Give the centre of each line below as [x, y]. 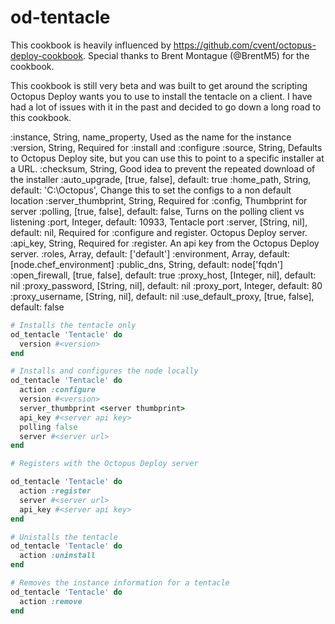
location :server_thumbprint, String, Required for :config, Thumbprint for [159, 200]
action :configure [58, 390]
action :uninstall [58, 556]
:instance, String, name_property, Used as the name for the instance [151, 137]
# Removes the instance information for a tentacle [120, 583]
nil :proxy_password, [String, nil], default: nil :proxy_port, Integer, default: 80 [166, 285]
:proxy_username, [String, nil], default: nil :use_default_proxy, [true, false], [162, 296]
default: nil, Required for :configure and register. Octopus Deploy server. [159, 232]
